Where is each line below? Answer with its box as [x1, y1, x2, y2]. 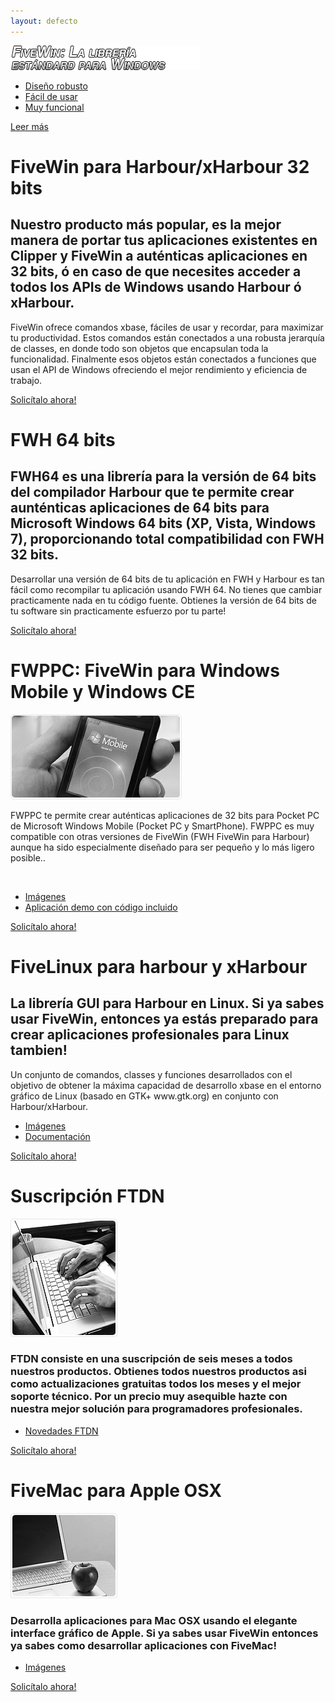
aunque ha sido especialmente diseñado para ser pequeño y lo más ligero [10, 841, 315, 853]
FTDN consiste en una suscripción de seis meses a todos [10, 1352, 293, 1366]
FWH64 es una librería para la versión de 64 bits [10, 468, 317, 485]
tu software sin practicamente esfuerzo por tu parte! [10, 605, 227, 617]
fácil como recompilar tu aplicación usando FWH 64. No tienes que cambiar [10, 583, 323, 595]
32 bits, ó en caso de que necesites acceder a [10, 263, 302, 280]
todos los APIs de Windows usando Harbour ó [10, 279, 302, 296]
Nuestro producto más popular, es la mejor [10, 216, 282, 234]
